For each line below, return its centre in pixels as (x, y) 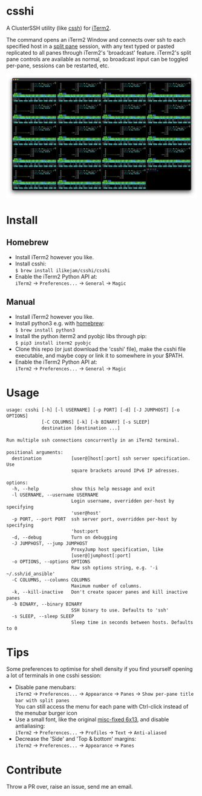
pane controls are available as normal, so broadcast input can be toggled (97, 59)
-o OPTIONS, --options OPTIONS (51, 562)
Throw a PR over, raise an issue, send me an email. (70, 787)
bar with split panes (42, 701)
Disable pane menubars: (45, 687)
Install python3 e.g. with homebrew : (60, 323)
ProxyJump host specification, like (117, 549)
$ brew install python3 (45, 330)
